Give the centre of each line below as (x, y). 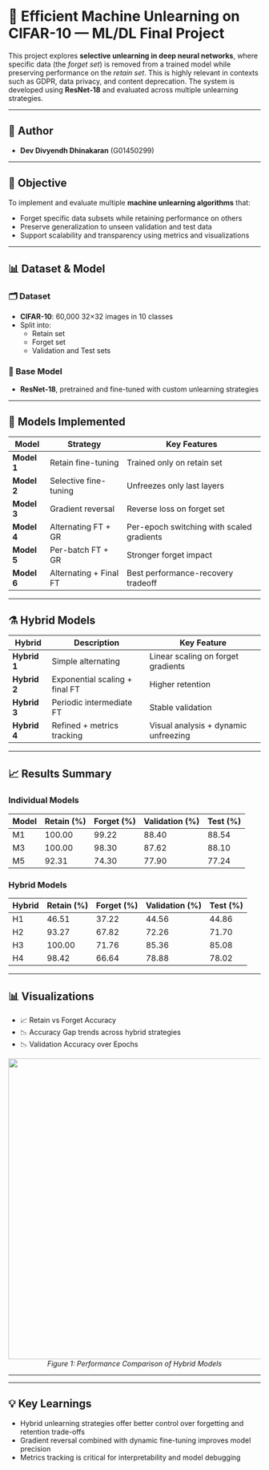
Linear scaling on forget (194, 656)
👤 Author (31, 131)
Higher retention (180, 684)
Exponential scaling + (92, 680)
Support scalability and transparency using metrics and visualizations (134, 235)
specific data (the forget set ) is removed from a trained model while (120, 64)
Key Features (192, 445)
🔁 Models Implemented (67, 422)
